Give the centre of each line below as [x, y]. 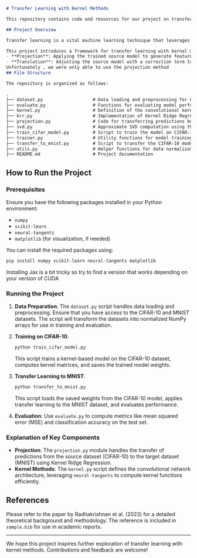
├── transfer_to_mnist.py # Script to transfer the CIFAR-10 [93, 143]
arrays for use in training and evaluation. [63, 325]
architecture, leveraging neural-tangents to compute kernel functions [98, 475]
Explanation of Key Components [53, 437]
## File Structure [28, 73]
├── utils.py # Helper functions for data [85, 149]
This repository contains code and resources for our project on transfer [99, 19]
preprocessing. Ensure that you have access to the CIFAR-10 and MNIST [102, 313]
